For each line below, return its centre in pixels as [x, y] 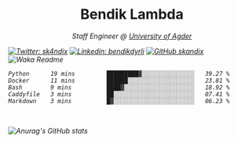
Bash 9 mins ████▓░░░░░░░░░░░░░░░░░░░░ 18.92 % [119, 88]
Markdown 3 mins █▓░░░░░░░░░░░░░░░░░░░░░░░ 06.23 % [119, 101]
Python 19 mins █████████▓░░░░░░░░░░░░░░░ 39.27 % [119, 73]
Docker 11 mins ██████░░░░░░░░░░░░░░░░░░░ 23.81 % [119, 80]
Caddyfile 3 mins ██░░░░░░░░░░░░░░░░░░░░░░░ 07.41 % [119, 94]
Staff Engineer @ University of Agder [132, 36]
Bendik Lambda [132, 14]
